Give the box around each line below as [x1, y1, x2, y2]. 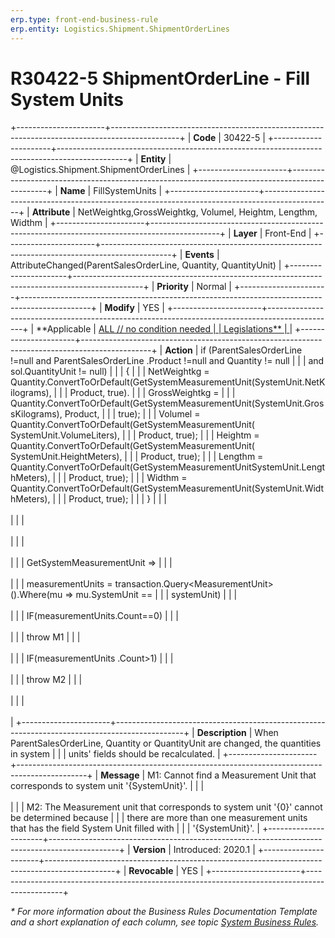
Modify [104, 302, 135, 314]
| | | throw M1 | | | [10, 631, 81, 643]
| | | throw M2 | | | [10, 674, 83, 686]
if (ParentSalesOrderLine [200, 344, 303, 356]
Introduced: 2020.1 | [173, 844, 256, 856]
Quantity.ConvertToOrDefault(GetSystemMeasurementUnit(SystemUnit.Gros [10, 397, 325, 410]
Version [132, 844, 167, 856]
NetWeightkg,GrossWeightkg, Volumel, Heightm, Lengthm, [77, 206, 318, 218]
